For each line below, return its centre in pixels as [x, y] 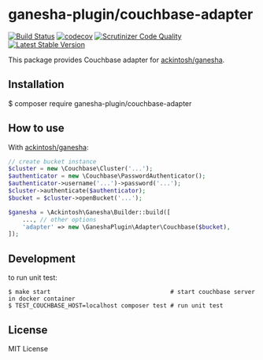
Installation [36, 84]
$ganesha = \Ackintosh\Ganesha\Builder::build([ [89, 212]
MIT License [28, 348]
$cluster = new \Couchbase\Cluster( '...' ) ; [81, 169]
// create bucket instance [52, 162]
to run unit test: [33, 277]
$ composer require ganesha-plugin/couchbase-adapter [100, 103]
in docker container [42, 299]
